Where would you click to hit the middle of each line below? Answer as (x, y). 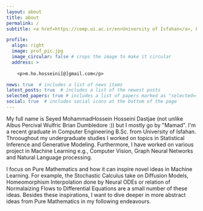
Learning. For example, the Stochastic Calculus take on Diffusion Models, (98, 175)
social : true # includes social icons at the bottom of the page (92, 102)
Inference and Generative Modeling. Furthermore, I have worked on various (100, 144)
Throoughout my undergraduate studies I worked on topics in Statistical (95, 138)
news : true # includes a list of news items (64, 85)
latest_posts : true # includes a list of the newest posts (84, 90)
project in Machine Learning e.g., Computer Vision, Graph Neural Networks (100, 151)
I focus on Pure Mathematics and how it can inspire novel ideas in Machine (99, 169)
